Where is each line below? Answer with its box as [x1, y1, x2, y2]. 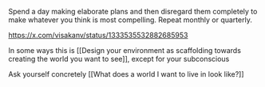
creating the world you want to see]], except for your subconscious [8, 55, 230, 63]
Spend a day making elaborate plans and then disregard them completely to [8, 7, 258, 16]
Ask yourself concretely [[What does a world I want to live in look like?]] [8, 70, 245, 78]
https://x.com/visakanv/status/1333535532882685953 [8, 31, 188, 40]
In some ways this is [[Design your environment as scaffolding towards [8, 46, 242, 55]
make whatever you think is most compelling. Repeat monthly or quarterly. [8, 15, 253, 25]
